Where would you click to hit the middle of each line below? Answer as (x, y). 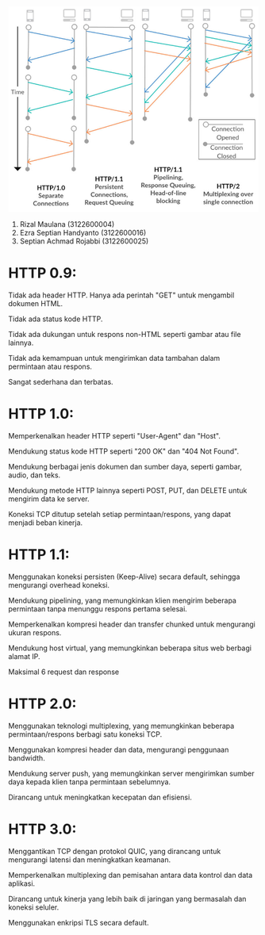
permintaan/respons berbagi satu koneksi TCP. (85, 734)
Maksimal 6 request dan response (64, 672)
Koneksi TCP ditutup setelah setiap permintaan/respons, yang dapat (120, 514)
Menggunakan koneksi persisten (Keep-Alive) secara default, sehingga (124, 577)
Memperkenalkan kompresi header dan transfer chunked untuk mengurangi (132, 624)
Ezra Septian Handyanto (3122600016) (83, 232)
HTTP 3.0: (42, 829)
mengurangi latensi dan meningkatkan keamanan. (90, 860)
